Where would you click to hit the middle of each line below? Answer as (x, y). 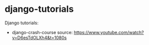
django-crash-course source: (42, 32)
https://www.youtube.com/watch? (109, 32)
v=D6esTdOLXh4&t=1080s (39, 38)
